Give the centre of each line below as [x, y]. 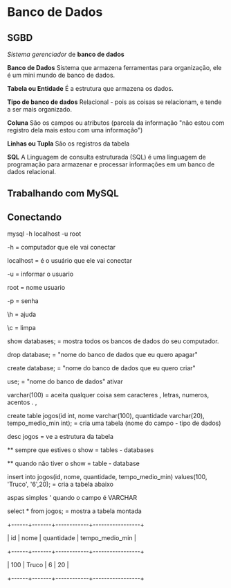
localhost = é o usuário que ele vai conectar [70, 261]
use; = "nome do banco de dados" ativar [65, 381]
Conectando [35, 217]
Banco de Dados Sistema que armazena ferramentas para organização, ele [114, 68]
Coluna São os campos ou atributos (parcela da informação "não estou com [116, 123]
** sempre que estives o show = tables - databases [81, 450]
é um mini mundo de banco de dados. [61, 75]
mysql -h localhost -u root [44, 234]
